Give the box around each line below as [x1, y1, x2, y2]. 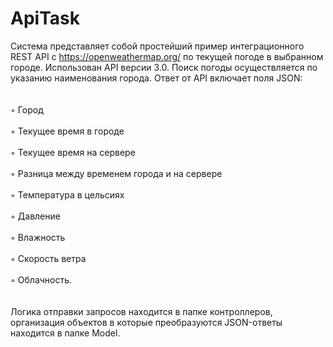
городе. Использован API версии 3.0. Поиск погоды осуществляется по [10, 61, 318, 73]
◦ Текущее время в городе [10, 125, 125, 137]
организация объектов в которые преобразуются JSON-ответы [10, 316, 283, 328]
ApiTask [10, 7, 80, 30]
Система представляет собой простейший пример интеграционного [10, 40, 305, 52]
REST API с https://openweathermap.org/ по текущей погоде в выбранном [10, 50, 324, 62]
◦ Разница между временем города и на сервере [10, 167, 223, 179]
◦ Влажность [10, 231, 66, 243]
